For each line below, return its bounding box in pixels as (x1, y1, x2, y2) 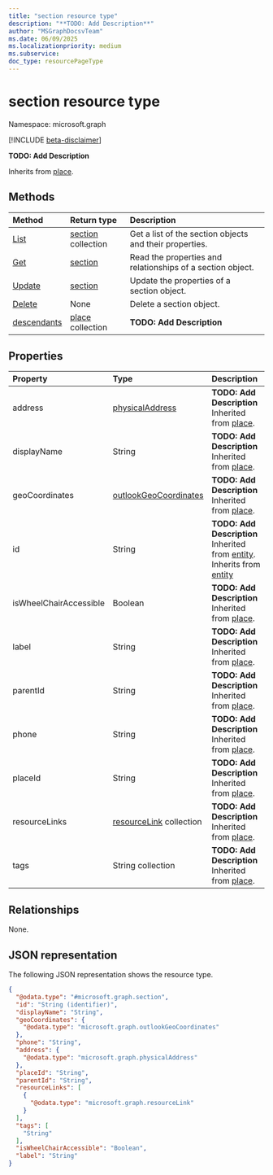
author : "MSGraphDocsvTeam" (8, 27, 104, 35)
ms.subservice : (8, 50, 60, 58)
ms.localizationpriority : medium (8, 42, 122, 50)
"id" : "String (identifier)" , (15, 1000, 118, 1009)
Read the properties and (129, 251, 222, 263)
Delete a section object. (129, 298, 220, 309)
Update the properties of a (129, 274, 232, 286)
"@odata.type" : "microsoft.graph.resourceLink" (29, 1099, 195, 1107)
